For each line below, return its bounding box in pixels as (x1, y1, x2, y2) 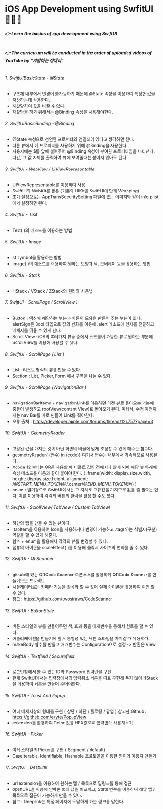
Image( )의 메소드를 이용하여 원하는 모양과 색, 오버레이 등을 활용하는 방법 (12, 260, 151, 267)
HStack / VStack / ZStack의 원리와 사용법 (12, 288, 93, 294)
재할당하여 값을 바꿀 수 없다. (12, 103, 66, 108)
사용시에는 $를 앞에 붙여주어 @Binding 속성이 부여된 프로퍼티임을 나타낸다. (12, 148, 155, 154)
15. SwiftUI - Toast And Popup (5, 693, 66, 698)
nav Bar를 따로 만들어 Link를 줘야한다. (21, 412, 94, 418)
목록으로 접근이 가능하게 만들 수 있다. (12, 792, 83, 798)
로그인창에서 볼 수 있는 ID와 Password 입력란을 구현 (12, 669, 111, 675)
